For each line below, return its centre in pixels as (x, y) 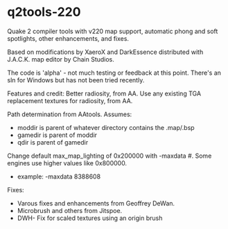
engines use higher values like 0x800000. (67, 163)
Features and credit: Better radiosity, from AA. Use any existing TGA (104, 93)
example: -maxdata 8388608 (59, 176)
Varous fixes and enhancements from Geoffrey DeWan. (96, 203)
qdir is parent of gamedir (53, 142)
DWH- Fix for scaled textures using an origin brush (90, 218)
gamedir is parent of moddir (57, 135)
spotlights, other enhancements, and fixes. (68, 38)
